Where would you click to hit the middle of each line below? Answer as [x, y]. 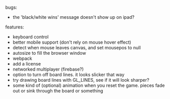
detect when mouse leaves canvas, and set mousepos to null [77, 47]
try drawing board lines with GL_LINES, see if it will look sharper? [81, 80]
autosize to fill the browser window [49, 53]
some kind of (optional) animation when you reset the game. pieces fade [89, 85]
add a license [27, 64]
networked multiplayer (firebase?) [48, 69]
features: [15, 27]
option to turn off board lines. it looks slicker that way [68, 75]
